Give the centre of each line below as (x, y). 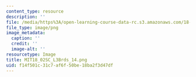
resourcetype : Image (31, 54)
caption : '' (26, 38)
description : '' (26, 17)
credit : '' (24, 44)
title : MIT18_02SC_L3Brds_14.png (47, 60)
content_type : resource (35, 11)
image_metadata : (26, 33)
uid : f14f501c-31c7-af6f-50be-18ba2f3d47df (60, 65)
